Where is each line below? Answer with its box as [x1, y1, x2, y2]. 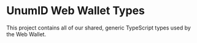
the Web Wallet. [6, 30, 47, 37]
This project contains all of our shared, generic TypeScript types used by [6, 24, 191, 31]
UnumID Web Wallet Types [6, 4, 145, 18]
